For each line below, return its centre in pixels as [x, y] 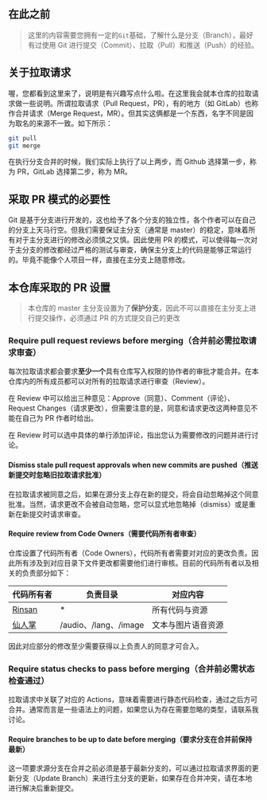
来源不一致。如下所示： [74, 123]
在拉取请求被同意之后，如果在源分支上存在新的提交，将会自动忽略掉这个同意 [133, 494]
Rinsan [25, 610]
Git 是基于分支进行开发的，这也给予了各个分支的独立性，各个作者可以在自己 [132, 220]
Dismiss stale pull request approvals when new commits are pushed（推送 [133, 465]
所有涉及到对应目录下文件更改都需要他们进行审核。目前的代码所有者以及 [133, 563]
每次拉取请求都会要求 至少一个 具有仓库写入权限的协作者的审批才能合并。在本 [133, 371]
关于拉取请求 [40, 73]
